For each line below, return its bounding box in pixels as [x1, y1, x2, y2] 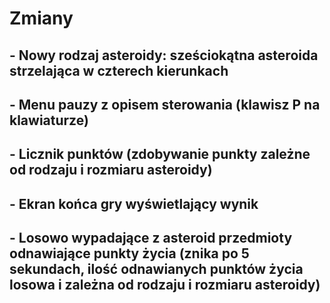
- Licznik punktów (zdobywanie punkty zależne [9, 146, 311, 163]
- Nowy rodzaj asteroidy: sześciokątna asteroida [9, 47, 319, 64]
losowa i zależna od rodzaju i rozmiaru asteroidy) [9, 277, 321, 294]
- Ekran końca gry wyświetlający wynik [9, 195, 259, 212]
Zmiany [9, 7, 74, 30]
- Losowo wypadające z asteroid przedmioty [9, 230, 293, 247]
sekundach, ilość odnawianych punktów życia [9, 261, 304, 278]
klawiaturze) [9, 112, 89, 129]
